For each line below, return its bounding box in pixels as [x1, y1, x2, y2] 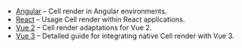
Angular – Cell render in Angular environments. [15, 7, 167, 15]
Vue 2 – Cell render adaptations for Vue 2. [15, 23, 152, 32]
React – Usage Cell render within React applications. [15, 15, 185, 24]
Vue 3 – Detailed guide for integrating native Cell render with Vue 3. [15, 31, 235, 40]
